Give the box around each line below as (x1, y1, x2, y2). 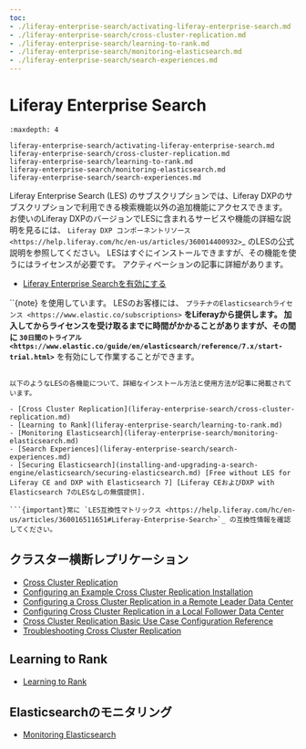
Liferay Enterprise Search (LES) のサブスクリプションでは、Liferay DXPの (9, 190, 285, 201)
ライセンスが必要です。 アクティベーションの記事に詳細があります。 (33, 258, 289, 269)
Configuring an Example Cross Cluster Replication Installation (22, 586, 253, 598)
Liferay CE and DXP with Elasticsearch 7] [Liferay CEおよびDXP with (9, 478, 275, 487)
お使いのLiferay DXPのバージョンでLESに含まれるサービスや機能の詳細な (9, 213, 284, 224)
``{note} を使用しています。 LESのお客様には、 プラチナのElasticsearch (9, 297, 273, 308)
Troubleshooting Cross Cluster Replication (22, 625, 182, 636)
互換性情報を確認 (236, 515, 291, 525)
